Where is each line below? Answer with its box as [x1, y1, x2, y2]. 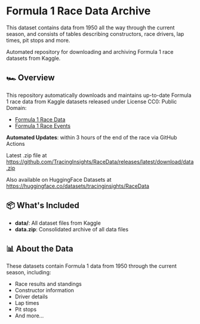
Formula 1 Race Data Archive [6, 4, 151, 18]
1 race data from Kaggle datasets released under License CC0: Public [6, 97, 177, 105]
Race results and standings [14, 280, 82, 288]
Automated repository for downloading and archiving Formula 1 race [6, 48, 174, 55]
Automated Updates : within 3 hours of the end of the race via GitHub [6, 133, 177, 141]
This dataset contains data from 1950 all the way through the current [6, 24, 175, 31]
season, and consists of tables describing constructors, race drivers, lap [6, 30, 184, 37]
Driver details [14, 293, 48, 300]
